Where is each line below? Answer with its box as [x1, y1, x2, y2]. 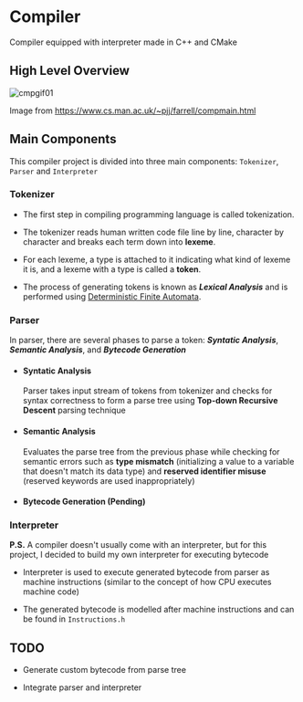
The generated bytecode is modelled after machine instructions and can [22, 604, 295, 615]
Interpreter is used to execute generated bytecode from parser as [22, 567, 270, 578]
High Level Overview [9, 63, 131, 79]
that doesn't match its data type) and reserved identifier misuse [22, 466, 266, 477]
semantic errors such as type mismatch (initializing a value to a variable [22, 456, 295, 466]
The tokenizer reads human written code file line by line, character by [22, 226, 285, 237]
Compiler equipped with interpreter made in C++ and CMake [9, 37, 237, 47]
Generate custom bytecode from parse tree [22, 665, 187, 676]
